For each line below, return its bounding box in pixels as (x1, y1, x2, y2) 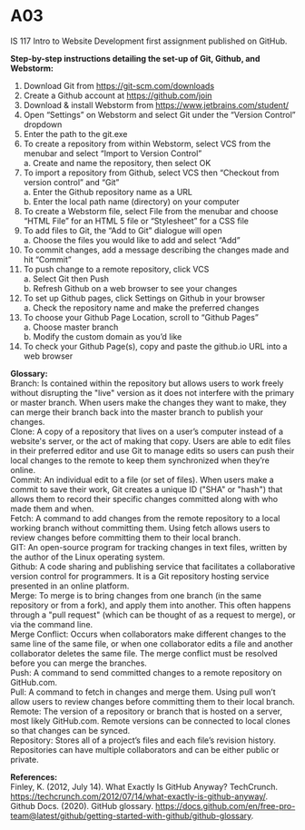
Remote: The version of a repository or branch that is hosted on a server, (10, 706, 282, 716)
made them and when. (10, 503, 94, 514)
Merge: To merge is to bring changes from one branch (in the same (10, 589, 262, 600)
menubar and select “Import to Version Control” (23, 147, 202, 159)
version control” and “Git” (23, 176, 120, 187)
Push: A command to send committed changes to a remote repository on (10, 667, 282, 677)
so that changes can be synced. (10, 725, 131, 736)
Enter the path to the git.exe (23, 128, 128, 139)
